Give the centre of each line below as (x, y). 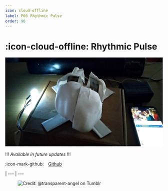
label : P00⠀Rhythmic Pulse (33, 16)
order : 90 (15, 21)
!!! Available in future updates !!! (38, 154)
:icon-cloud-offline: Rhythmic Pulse (81, 46)
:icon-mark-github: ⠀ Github (34, 164)
